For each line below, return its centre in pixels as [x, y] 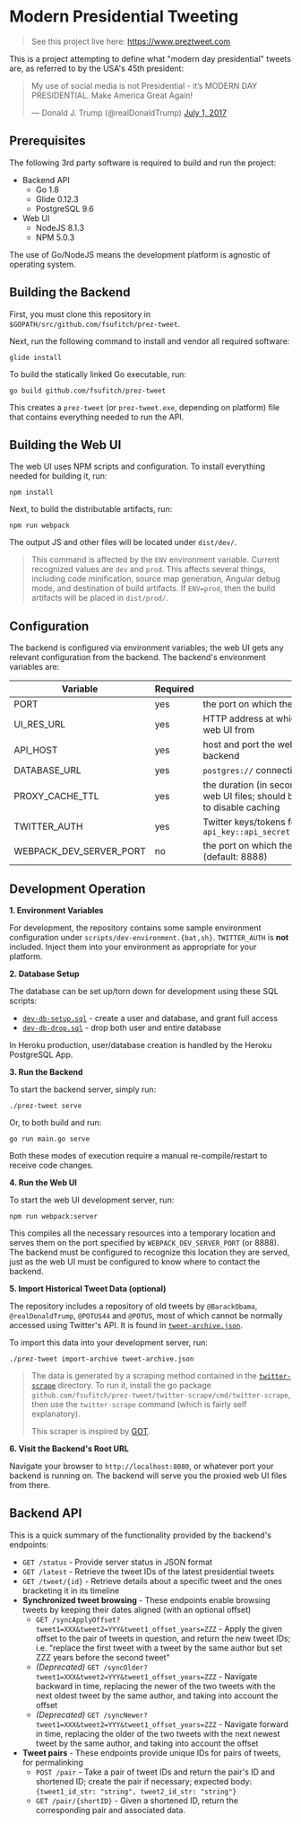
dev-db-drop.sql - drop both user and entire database [122, 1027]
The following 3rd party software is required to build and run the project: [143, 163]
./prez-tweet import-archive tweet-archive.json [102, 1359]
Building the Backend [70, 292]
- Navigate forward [253, 1724]
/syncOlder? [125, 1668]
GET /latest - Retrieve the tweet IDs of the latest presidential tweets [148, 1571]
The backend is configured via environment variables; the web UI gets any [146, 648]
